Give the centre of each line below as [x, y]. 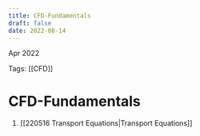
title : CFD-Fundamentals [50, 16]
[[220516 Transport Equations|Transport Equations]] [106, 123]
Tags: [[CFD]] [31, 69]
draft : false [30, 23]
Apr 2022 [24, 54]
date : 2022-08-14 [37, 30]
